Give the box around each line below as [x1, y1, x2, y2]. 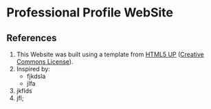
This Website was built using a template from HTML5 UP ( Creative [16, 50, 204, 58]
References [6, 32, 57, 44]
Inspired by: [16, 65, 51, 73]
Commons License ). [16, 58, 74, 66]
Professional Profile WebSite [6, 5, 173, 21]
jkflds [16, 87, 32, 95]
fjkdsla [26, 72, 46, 80]
